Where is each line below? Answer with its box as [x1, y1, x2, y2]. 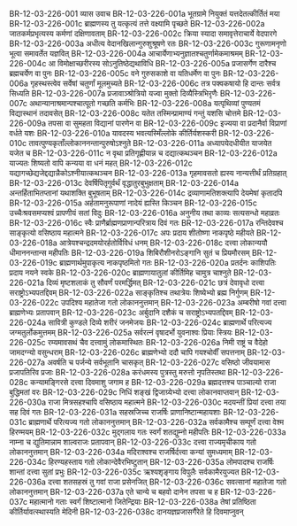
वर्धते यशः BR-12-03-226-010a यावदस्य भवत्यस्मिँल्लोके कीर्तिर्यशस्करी [9, 128, 217, 138]
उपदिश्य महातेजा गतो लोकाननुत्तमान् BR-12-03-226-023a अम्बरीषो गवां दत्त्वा [60, 298, 287, 307]
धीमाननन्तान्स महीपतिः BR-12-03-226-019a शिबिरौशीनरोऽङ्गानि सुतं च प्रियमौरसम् [9, 248, 250, 258]
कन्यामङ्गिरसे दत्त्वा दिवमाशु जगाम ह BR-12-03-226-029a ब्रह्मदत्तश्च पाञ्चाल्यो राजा [29, 377, 277, 387]
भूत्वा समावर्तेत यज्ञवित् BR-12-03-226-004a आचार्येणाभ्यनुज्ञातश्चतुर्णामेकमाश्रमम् [9, 49, 243, 58]
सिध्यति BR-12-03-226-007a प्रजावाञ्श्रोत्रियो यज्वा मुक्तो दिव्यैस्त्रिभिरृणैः [9, 89, 218, 98]
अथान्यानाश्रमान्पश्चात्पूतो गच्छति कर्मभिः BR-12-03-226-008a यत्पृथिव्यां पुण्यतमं [29, 98, 261, 108]
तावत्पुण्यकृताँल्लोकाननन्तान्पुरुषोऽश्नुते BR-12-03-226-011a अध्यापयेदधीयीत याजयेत [28, 138, 272, 148]
